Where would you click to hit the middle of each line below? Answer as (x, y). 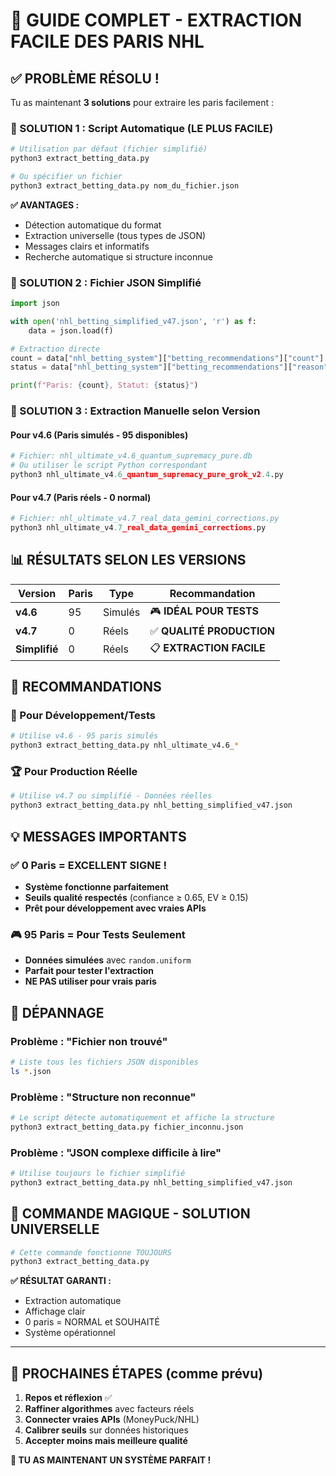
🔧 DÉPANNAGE (57, 1012)
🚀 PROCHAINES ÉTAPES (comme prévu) (137, 1373)
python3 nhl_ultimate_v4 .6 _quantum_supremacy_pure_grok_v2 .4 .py (147, 475)
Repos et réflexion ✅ (68, 1398)
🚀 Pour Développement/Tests (83, 716)
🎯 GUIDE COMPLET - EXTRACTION (156, 20)
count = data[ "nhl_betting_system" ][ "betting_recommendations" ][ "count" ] (167, 358)
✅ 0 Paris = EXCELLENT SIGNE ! (88, 865)
